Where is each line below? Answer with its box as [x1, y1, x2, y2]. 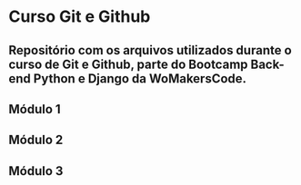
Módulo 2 [8, 132, 64, 148]
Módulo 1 [8, 102, 61, 117]
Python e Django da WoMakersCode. [33, 71, 247, 86]
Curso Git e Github [8, 6, 151, 27]
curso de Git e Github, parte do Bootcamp [8, 56, 248, 72]
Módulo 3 [8, 163, 64, 179]
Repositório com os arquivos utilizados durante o [8, 43, 292, 58]
